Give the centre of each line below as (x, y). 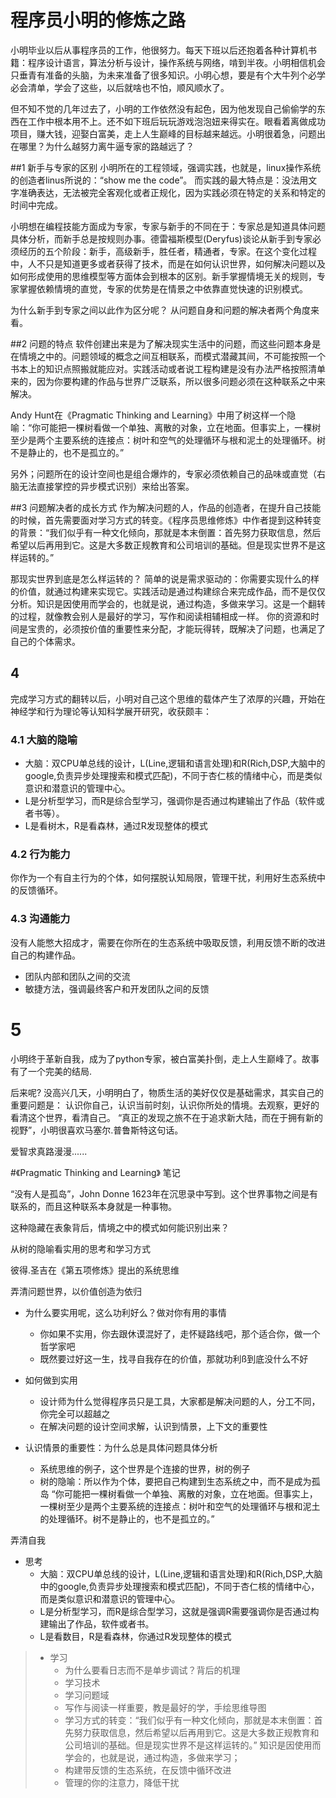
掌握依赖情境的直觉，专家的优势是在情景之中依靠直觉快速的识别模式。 (163, 288)
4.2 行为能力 (40, 854)
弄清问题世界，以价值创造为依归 (76, 1291)
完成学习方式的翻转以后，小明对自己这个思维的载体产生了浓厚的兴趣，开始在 (168, 698)
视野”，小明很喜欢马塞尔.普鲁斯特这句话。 (97, 1130)
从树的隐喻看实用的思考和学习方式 (80, 1248)
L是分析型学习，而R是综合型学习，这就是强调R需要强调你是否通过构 (179, 1611)
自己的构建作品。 (45, 955)
